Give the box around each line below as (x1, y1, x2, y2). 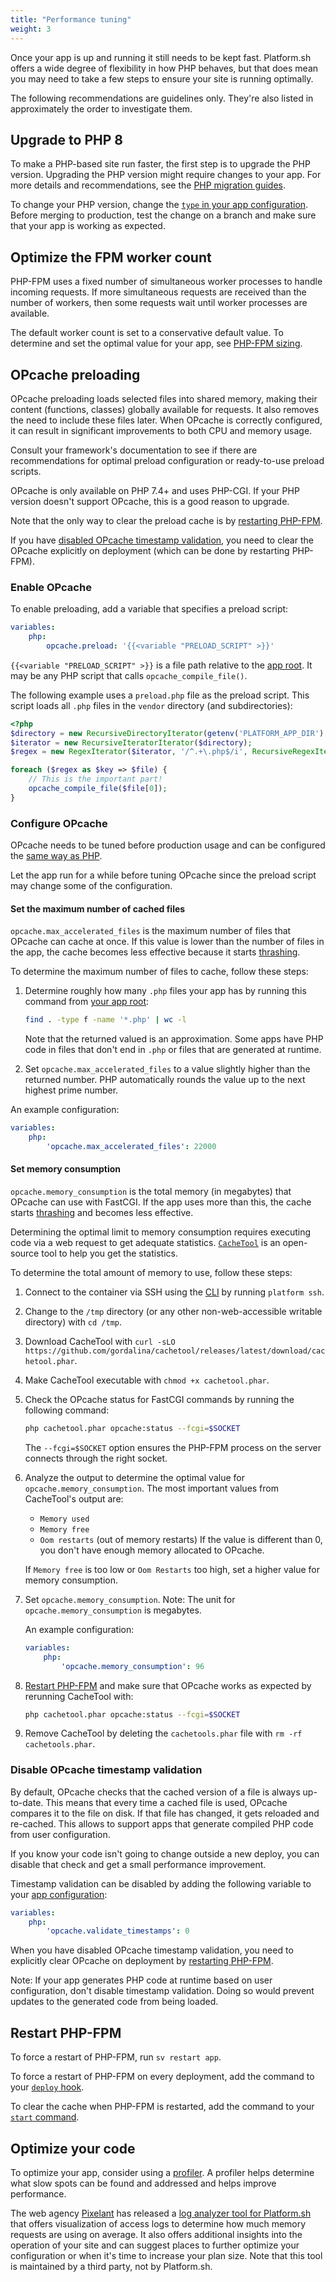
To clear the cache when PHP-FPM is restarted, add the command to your (10, 2101, 315, 2113)
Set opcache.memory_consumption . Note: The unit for (24, 1593, 236, 1605)
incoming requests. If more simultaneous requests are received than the (10, 286, 307, 298)
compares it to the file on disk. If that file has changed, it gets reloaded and (10, 1807, 320, 1819)
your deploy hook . (10, 2081, 85, 2093)
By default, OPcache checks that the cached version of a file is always (10, 1786, 301, 1798)
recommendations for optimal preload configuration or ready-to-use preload (10, 454, 325, 466)
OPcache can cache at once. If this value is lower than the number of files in (10, 936, 325, 948)
